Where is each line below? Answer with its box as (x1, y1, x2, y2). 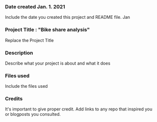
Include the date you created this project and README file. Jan (5, 14, 130, 20)
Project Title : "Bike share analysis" (5, 27, 90, 33)
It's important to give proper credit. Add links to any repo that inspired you (5, 106, 153, 112)
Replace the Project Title (5, 37, 54, 43)
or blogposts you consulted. (5, 111, 61, 117)
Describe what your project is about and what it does (5, 60, 111, 66)
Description (5, 49, 33, 56)
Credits (5, 95, 23, 102)
